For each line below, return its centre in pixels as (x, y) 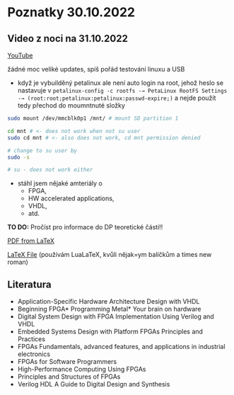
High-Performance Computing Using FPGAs (82, 370)
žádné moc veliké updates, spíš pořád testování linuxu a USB (96, 69)
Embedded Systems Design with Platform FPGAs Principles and (110, 332)
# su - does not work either (50, 170)
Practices (31, 339)
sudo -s (19, 157)
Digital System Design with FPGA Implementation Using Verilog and (116, 316)
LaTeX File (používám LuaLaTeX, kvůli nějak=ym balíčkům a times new (110, 255)
